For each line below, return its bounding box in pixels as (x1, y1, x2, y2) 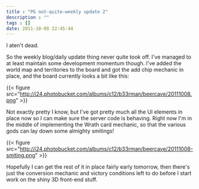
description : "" (6, 14, 50, 20)
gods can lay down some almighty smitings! (6, 127, 115, 135)
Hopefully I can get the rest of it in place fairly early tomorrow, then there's (6, 163, 190, 170)
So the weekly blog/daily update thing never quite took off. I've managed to (6, 53, 191, 60)
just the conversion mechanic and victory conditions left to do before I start (6, 170, 192, 177)
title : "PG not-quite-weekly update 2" (6, 8, 109, 15)
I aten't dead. (6, 42, 39, 49)
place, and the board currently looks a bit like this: (6, 72, 130, 80)
